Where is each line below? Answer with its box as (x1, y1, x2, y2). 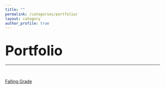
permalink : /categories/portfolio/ (5, 12, 78, 17)
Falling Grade (5, 79, 32, 85)
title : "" (5, 7, 26, 12)
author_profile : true (5, 21, 50, 26)
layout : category (5, 16, 41, 21)
